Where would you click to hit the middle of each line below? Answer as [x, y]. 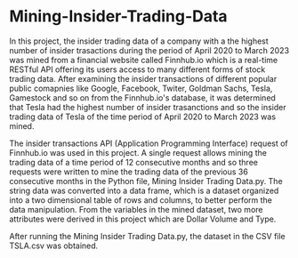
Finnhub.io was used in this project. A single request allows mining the [138, 152]
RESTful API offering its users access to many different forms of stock [137, 69]
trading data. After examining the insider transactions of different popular [143, 78]
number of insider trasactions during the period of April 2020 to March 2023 [149, 50]
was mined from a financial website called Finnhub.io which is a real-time [144, 60]
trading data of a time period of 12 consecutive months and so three [133, 162]
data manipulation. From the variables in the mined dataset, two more [136, 209]
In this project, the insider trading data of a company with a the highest [139, 41]
